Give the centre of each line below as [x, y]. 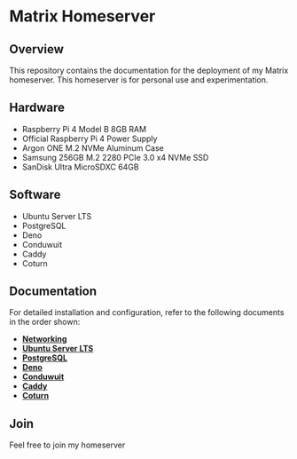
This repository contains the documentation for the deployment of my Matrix [149, 70]
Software [35, 195]
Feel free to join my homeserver [67, 445]
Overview [37, 49]
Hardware [37, 108]
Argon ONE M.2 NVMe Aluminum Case [93, 147]
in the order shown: [45, 322]
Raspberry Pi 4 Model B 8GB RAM [84, 129]
